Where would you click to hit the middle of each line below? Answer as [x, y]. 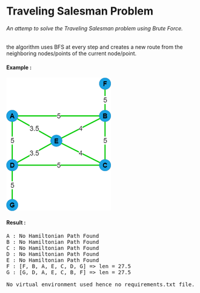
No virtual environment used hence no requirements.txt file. [101, 284]
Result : [16, 223]
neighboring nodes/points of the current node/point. [72, 53]
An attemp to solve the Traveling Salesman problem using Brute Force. [95, 28]
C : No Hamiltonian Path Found [53, 248]
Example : [19, 67]
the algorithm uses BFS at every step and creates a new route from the [95, 47]
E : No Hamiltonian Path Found [53, 260]
